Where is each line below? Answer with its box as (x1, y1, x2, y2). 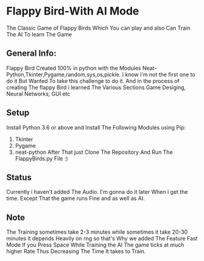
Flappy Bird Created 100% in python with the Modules (6, 64, 141, 71)
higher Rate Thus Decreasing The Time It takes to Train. (6, 248, 146, 255)
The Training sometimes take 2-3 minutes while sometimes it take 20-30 (6, 228, 188, 236)
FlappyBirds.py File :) (15, 154, 69, 162)
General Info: (6, 48, 56, 59)
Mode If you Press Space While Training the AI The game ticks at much (6, 241, 185, 249)
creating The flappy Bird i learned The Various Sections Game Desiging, (6, 84, 186, 91)
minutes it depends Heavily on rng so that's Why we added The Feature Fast (6, 235, 198, 242)
